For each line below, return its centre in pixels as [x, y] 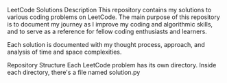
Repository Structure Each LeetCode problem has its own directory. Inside [112, 65]
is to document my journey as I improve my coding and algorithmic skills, [110, 24]
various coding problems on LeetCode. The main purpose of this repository [114, 17]
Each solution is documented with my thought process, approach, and [106, 45]
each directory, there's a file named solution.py [74, 72]
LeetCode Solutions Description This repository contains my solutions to [109, 10]
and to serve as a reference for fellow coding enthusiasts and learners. [107, 31]
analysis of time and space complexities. [64, 52]
